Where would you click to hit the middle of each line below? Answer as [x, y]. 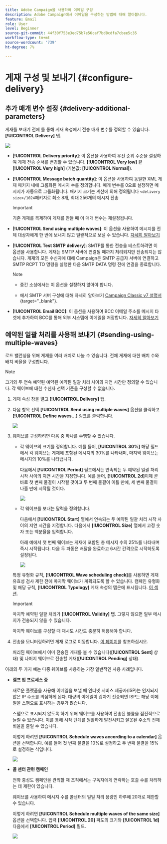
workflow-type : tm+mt [28, 38]
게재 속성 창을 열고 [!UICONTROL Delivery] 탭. [59, 399]
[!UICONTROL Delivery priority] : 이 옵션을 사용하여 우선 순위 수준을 [80, 155]
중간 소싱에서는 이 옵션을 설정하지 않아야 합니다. [66, 285]
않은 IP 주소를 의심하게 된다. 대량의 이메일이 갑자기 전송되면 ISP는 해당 [81, 697]
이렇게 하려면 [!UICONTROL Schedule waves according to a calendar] [84, 737]
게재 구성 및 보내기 [40, 78]
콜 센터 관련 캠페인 [30, 769]
